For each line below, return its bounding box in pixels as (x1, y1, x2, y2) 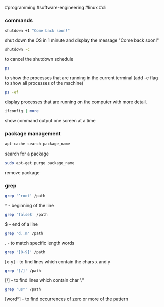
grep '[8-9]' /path (5, 249, 46, 255)
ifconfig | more (5, 108, 39, 113)
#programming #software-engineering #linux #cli (5, 5, 107, 10)
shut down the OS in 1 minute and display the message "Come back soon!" (5, 37, 159, 43)
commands (5, 17, 33, 24)
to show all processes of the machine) (5, 80, 84, 86)
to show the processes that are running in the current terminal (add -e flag (5, 75, 158, 81)
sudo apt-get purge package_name (5, 160, 75, 165)
